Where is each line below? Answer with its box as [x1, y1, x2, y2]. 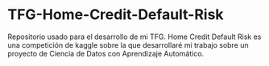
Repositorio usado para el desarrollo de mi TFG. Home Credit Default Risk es [7, 32, 262, 41]
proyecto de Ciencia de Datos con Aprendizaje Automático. [7, 49, 205, 58]
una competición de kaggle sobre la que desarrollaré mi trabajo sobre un [7, 40, 249, 49]
